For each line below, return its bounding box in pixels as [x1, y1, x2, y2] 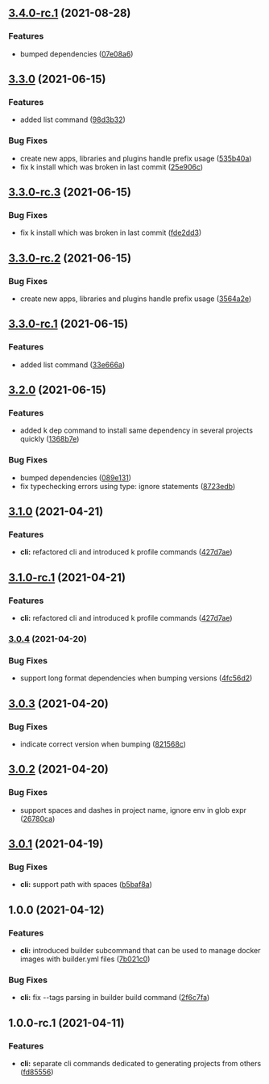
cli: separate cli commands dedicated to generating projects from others [19, 1059, 262, 1069]
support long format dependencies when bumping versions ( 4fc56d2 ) [19, 673, 253, 683]
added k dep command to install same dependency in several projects [19, 425, 254, 435]
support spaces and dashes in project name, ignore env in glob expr [19, 805, 247, 814]
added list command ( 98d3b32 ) [19, 115, 126, 124]
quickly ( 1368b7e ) [19, 434, 80, 444]
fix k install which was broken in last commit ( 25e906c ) [19, 161, 204, 172]
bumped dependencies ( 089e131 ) [19, 472, 131, 483]
